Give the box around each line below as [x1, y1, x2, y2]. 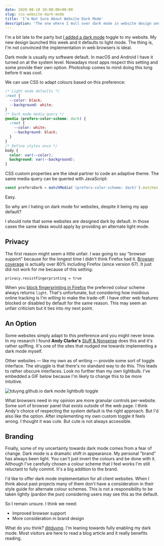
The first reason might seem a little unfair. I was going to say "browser [5, 250, 146, 256]
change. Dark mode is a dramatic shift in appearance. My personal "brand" [5, 450, 156, 456]
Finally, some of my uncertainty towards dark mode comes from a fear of [5, 446, 152, 451]
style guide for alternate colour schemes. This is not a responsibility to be [5, 486, 153, 492]
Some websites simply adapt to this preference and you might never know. [5, 332, 155, 338]
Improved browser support [12, 510, 66, 516]
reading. [5, 535, 22, 542]
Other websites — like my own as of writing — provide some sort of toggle [5, 357, 155, 363]
